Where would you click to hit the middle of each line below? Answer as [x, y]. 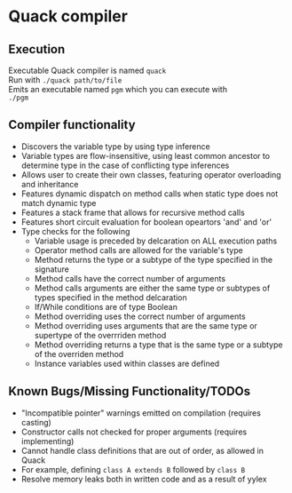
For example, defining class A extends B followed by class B [133, 469]
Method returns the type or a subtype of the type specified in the [153, 259]
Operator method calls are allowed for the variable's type [138, 250]
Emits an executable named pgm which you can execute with [118, 89]
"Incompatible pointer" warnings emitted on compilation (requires [141, 413]
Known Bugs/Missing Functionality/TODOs [130, 391]
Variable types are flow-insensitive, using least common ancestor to [146, 155]
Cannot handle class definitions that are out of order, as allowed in [142, 450]
